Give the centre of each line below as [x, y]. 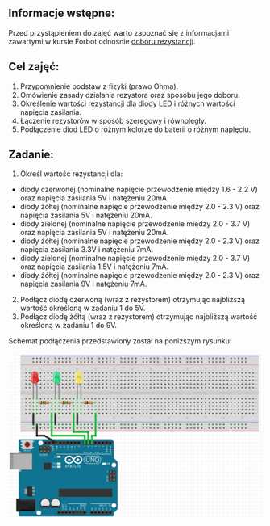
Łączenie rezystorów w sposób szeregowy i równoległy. [113, 120]
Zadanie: [31, 155]
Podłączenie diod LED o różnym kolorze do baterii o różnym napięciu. [135, 129]
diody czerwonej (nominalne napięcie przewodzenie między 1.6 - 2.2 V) [139, 190]
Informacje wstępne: [62, 13]
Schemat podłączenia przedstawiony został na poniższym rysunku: [120, 341]
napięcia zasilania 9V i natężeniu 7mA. [83, 284]
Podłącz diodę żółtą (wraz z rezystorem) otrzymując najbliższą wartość [139, 317]
